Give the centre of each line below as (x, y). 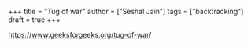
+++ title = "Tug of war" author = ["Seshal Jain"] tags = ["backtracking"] (126, 11)
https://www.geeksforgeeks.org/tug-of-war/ (80, 35)
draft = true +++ (35, 20)
